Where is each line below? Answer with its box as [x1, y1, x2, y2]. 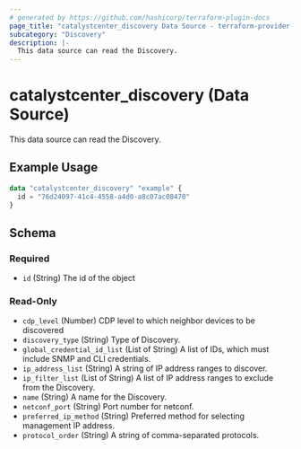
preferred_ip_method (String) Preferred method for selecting [21, 410, 245, 422]
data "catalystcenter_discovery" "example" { [9, 183, 182, 193]
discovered [21, 325, 64, 336]
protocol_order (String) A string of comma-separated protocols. [21, 430, 260, 441]
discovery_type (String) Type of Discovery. [21, 334, 181, 346]
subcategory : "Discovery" [9, 30, 106, 39]
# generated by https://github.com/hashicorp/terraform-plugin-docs [9, 13, 271, 22]
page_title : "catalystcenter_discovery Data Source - [9, 22, 215, 31]
